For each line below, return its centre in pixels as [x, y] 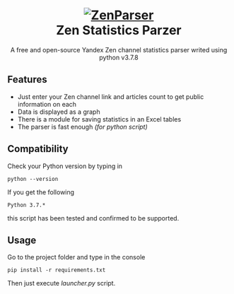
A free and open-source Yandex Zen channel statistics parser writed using [119, 49]
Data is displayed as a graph [59, 112]
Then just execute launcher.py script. [62, 283]
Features [27, 80]
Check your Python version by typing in [65, 166]
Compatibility [38, 149]
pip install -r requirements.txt [57, 270]
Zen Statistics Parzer [119, 30]
